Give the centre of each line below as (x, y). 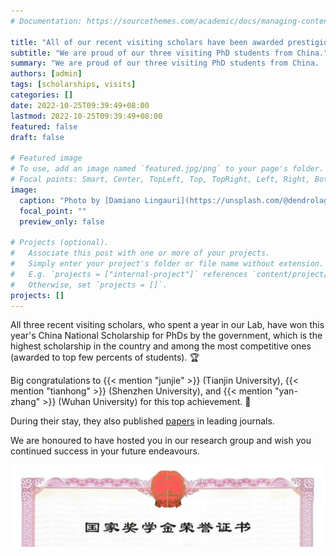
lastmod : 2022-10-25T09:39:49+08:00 (86, 116)
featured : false (44, 126)
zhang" (25, 402)
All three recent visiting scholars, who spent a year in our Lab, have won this (167, 325)
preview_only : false (62, 221)
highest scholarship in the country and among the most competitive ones (161, 346)
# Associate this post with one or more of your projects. (140, 253)
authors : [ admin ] (46, 74)
